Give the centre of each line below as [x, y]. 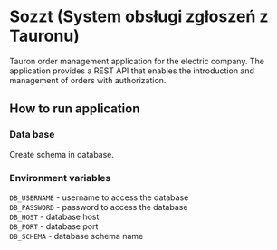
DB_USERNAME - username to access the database [99, 197]
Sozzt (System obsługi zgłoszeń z [139, 17]
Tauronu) [44, 36]
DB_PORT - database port [54, 226]
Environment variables [60, 178]
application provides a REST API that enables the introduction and [132, 71]
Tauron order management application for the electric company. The [137, 61]
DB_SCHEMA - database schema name [76, 236]
